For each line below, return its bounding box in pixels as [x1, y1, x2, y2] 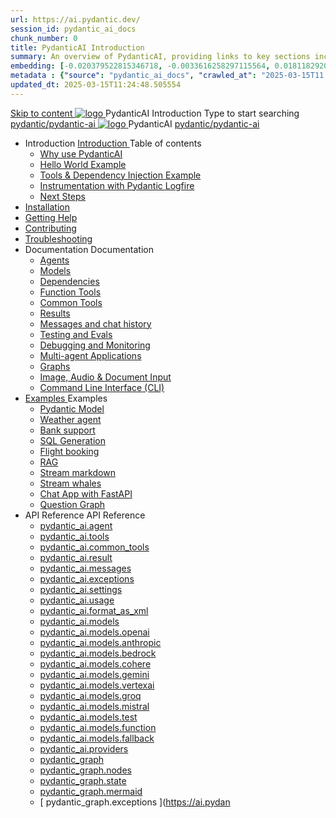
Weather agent [39, 413, 102, 425]
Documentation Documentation [24, 243, 154, 255]
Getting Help [24, 211, 78, 223]
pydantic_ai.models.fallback [39, 732, 155, 744]
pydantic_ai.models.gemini [39, 668, 150, 680]
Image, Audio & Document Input [39, 371, 172, 383]
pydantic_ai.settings [39, 583, 123, 595]
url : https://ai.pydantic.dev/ [10, 14, 141, 25]
